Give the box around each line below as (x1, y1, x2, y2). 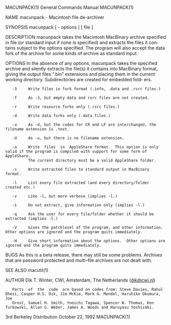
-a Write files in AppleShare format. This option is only (12, 145, 159, 150)
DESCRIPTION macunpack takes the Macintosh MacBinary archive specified (5, 34, 166, 40)
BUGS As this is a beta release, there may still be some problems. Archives (5, 252, 162, 258)
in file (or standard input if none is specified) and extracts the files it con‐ (5, 39, 159, 45)
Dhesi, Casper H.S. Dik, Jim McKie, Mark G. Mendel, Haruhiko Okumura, (5, 291, 161, 296)
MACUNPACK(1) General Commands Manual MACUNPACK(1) (5, 5, 134, 10)
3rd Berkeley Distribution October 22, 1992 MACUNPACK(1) (5, 314, 131, 320)
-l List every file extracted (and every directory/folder (12, 180, 150, 185)
